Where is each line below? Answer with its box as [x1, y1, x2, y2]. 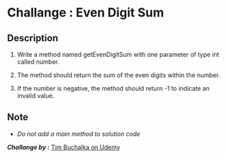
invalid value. [16, 91, 55, 100]
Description [7, 32, 58, 44]
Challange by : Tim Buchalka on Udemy [7, 143, 121, 151]
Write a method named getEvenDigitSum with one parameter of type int [16, 50, 219, 58]
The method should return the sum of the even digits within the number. [16, 71, 221, 79]
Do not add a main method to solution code [16, 129, 141, 138]
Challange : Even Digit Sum [7, 5, 165, 21]
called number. [16, 58, 60, 66]
